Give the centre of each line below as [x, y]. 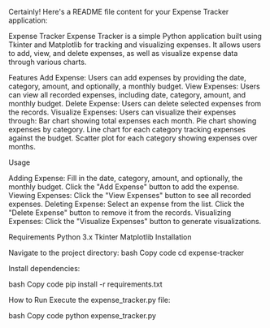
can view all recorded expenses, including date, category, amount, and [127, 95]
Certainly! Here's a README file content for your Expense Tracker [119, 12]
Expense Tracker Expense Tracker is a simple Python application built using [135, 36]
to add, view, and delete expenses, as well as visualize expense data [123, 53]
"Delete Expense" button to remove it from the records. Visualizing [120, 213]
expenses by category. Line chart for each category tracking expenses [127, 129]
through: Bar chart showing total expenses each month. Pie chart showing [133, 121]
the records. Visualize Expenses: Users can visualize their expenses [122, 112]
